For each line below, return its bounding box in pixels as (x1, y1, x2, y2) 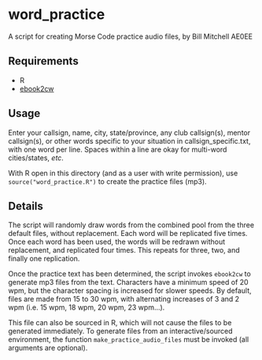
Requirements (8, 54, 79, 68)
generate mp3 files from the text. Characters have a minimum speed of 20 (8, 278, 249, 287)
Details (8, 199, 43, 212)
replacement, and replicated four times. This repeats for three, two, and (8, 246, 240, 255)
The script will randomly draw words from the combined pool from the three (8, 220, 254, 230)
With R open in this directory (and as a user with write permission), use (8, 168, 238, 178)
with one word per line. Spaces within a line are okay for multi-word (8, 144, 227, 154)
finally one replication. (8, 254, 80, 264)
